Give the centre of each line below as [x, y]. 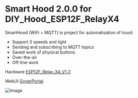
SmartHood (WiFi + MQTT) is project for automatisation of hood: [69, 32]
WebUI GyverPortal [24, 81]
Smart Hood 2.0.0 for [48, 9]
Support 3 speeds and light [39, 42]
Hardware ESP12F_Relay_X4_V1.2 [38, 71]
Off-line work [25, 62]
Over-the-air [24, 57]
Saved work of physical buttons [44, 52]
